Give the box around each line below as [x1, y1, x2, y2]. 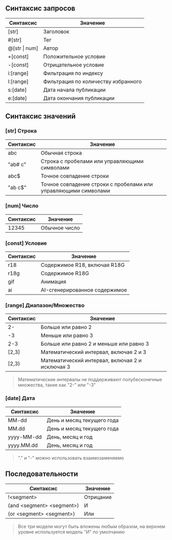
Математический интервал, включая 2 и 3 [40, 348, 147, 356]
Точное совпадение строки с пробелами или [40, 180, 153, 188]
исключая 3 [40, 363, 71, 370]
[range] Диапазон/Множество [5, 302, 85, 309]
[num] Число [5, 202, 39, 210]
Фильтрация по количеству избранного [43, 78, 142, 85]
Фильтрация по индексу [43, 69, 103, 76]
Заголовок [43, 28, 70, 35]
